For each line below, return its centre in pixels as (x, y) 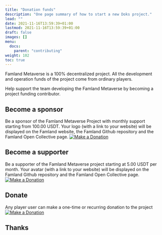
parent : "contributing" (38, 51)
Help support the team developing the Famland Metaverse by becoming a (79, 88)
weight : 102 (17, 55)
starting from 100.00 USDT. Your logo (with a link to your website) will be (78, 126)
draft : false (18, 32)
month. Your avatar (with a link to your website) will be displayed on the (77, 169)
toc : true (15, 60)
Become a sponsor (34, 109)
